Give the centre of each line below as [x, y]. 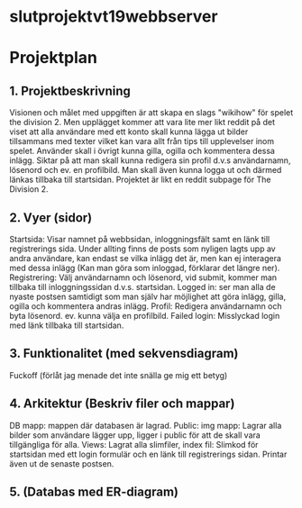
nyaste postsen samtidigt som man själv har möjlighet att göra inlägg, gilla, [148, 296]
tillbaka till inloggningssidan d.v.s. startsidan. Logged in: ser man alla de [143, 287]
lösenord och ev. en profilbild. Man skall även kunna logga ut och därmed [146, 170]
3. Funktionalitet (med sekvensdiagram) [124, 354]
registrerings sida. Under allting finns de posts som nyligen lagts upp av [143, 249]
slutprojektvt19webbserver [114, 17]
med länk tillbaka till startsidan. [67, 325]
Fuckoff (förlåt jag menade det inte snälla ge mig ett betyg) [119, 375]
